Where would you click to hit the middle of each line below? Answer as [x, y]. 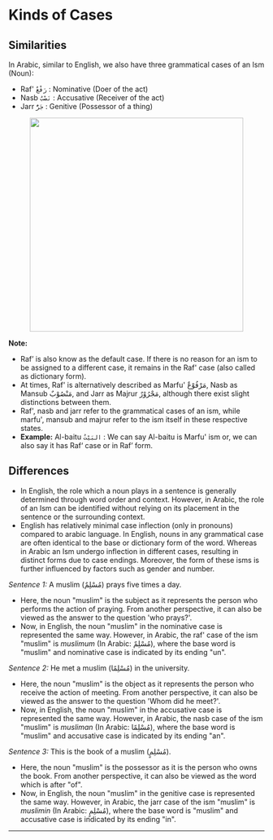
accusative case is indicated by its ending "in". [98, 819]
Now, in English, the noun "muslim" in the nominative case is [121, 626]
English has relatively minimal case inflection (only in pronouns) [126, 525]
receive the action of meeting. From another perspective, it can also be [139, 692]
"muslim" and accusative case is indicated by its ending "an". [123, 736]
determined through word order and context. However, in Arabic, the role [142, 499]
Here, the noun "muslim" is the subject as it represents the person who [139, 600]
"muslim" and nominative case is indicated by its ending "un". [123, 652]
